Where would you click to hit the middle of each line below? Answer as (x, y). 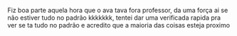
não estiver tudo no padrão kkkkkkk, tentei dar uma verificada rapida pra (114, 18)
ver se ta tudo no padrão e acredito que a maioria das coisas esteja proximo (118, 25)
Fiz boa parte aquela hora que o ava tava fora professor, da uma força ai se (118, 10)
